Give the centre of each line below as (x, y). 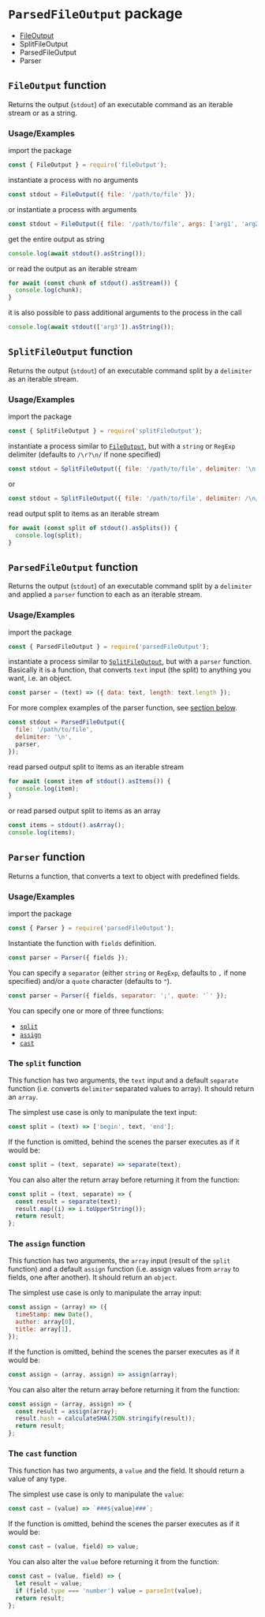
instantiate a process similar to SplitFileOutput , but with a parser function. (130, 661)
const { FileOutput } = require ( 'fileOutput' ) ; (88, 165)
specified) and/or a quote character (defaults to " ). (90, 981)
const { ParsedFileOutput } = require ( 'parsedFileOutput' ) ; (109, 646)
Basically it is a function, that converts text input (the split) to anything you (130, 670)
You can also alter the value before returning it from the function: (114, 1562)
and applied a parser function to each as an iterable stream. (105, 594)
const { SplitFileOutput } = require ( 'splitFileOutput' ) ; (105, 431)
